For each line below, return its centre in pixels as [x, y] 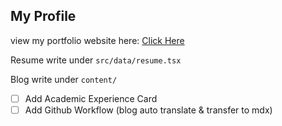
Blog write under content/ [64, 79]
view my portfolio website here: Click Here [97, 40]
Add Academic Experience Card [91, 98]
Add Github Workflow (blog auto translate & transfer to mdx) [148, 110]
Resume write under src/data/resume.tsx [96, 60]
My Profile [43, 16]
